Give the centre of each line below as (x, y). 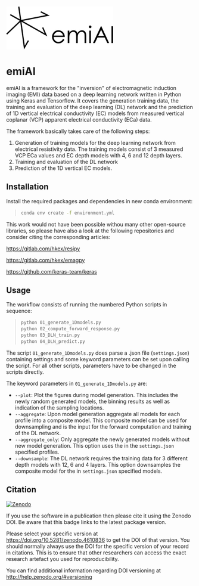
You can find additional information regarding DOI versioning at (83, 571)
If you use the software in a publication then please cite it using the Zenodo (99, 516)
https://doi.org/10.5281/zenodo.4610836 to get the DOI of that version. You (98, 540)
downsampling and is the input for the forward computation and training (103, 426)
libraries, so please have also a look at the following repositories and (90, 231)
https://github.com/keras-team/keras (52, 271)
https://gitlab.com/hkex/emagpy (46, 260)
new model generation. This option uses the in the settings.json (94, 445)
